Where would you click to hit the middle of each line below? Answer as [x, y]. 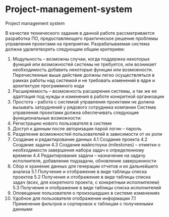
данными [22, 209]
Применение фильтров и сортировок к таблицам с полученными [83, 203]
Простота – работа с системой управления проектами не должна [83, 101]
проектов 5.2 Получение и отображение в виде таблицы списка [82, 177]
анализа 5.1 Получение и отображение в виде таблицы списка [80, 171]
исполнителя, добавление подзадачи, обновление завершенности [84, 160]
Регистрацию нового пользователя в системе [62, 123]
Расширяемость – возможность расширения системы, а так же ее [85, 91]
